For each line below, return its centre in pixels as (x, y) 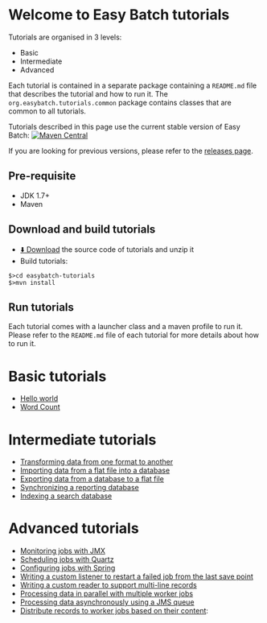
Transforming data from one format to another (97, 462)
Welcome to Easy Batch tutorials (119, 15)
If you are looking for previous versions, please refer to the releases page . (131, 151)
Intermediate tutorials (82, 439)
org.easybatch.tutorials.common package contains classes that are (120, 102)
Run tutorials (41, 307)
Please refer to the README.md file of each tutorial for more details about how (134, 335)
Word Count (40, 407)
